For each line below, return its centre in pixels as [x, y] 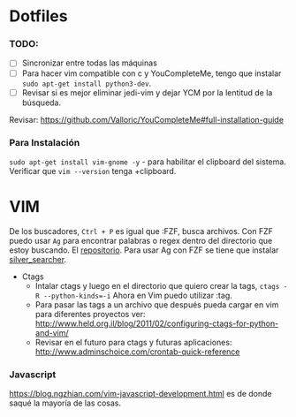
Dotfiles [38, 16]
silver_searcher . [38, 259]
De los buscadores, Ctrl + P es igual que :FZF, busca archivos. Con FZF [141, 231]
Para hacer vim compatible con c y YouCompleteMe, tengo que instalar [152, 73]
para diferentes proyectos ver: [90, 314]
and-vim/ [52, 332]
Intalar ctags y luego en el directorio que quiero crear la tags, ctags [157, 285]
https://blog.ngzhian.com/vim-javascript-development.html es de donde [140, 394]
